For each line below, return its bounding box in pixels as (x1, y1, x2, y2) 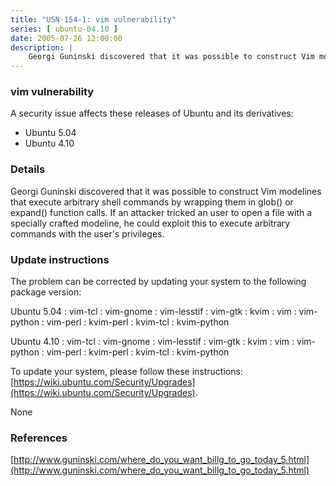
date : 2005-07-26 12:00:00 (10, 33, 123, 43)
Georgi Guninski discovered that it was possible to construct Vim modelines (10, 185, 322, 197)
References (10, 431, 68, 445)
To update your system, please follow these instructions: (10, 366, 243, 378)
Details (10, 162, 46, 176)
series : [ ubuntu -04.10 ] (10, 24, 118, 34)
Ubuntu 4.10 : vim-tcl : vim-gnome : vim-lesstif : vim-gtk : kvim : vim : (10, 336, 295, 348)
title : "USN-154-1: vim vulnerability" (10, 14, 177, 25)
